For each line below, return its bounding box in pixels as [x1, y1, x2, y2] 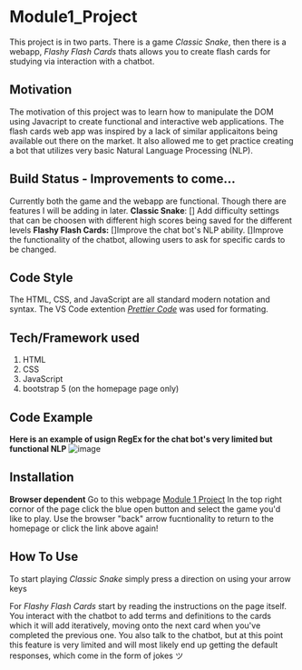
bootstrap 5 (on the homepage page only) [22, 384, 180, 395]
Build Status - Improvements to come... [9, 171, 236, 187]
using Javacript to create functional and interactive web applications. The [9, 115, 284, 126]
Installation [9, 470, 74, 485]
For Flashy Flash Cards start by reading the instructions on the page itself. [9, 600, 287, 611]
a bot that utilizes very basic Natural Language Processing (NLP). [9, 145, 254, 155]
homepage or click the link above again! [9, 523, 159, 534]
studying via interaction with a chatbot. [9, 55, 155, 66]
